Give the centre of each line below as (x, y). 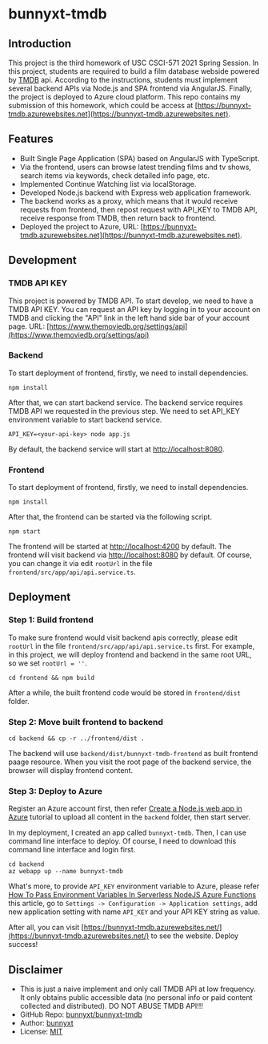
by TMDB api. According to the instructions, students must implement (123, 80)
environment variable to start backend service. (85, 419)
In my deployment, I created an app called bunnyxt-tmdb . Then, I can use (127, 833)
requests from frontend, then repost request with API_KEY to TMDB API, (138, 209)
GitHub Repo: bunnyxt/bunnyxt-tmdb (81, 1014)
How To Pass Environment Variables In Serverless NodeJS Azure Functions (132, 895)
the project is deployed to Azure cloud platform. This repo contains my (125, 97)
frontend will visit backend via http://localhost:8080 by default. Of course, (130, 555)
